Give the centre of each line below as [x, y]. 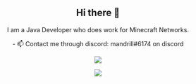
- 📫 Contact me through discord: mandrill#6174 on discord [98, 43]
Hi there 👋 [98, 13]
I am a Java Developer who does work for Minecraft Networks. [98, 29]
